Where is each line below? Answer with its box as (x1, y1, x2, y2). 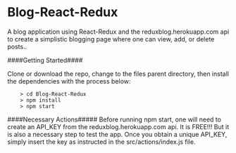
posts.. (7, 42, 27, 51)
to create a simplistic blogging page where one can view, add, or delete (7, 34, 215, 43)
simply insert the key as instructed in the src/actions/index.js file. (7, 138, 196, 146)
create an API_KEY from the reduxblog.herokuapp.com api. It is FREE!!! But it (7, 122, 230, 131)
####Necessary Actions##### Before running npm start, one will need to (7, 115, 222, 124)
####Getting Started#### (7, 55, 83, 64)
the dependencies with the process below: (7, 76, 131, 85)
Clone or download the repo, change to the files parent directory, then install (7, 69, 229, 78)
